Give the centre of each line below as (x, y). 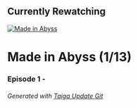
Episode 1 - (26, 79)
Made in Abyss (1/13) (70, 57)
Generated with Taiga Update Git (55, 96)
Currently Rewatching (56, 12)
